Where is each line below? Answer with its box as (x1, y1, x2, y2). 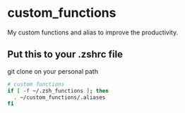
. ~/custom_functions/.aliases (13, 93, 106, 101)
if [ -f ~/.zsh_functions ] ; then (7, 87, 109, 94)
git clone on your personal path (7, 67, 99, 75)
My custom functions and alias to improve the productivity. (7, 28, 179, 36)
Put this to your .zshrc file (7, 48, 124, 60)
